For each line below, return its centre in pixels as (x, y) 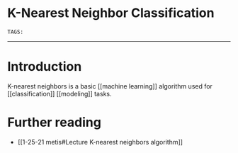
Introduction (45, 67)
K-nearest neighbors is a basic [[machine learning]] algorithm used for (110, 86)
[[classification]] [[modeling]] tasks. (59, 93)
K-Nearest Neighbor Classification (111, 13)
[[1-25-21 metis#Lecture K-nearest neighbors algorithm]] (100, 142)
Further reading (54, 123)
